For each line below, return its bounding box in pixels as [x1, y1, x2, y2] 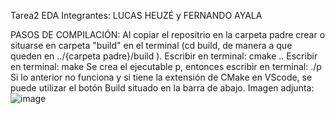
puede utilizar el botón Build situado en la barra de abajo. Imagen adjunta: [10, 82, 315, 94]
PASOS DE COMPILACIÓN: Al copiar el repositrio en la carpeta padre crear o [10, 29, 326, 40]
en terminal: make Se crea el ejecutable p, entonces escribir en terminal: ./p [10, 61, 322, 72]
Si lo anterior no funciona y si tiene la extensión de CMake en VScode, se [10, 71, 313, 83]
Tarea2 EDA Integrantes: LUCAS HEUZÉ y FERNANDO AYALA [10, 10, 263, 21]
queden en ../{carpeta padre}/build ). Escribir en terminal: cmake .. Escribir [10, 50, 318, 62]
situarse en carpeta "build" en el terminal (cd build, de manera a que [10, 40, 293, 51]
